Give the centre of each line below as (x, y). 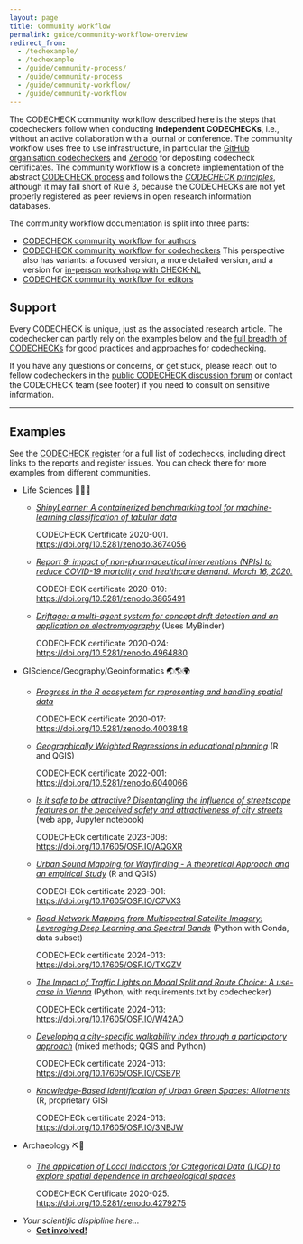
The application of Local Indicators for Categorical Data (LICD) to (158, 1166)
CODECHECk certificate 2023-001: (101, 891)
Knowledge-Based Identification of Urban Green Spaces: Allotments (163, 1091)
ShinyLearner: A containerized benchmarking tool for (135, 508)
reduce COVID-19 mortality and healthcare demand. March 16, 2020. (164, 571)
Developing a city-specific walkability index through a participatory (161, 1037)
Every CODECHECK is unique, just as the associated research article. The (146, 329)
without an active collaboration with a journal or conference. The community (151, 138)
